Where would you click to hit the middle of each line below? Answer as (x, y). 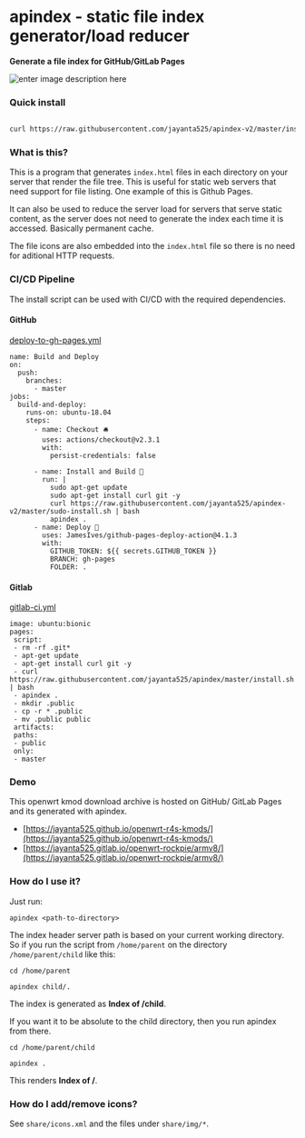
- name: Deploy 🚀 (66, 527)
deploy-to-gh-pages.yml (55, 340)
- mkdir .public (44, 704)
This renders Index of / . (54, 1080)
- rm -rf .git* (42, 648)
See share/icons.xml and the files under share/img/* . (109, 1123)
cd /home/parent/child (52, 1047)
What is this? (39, 153)
